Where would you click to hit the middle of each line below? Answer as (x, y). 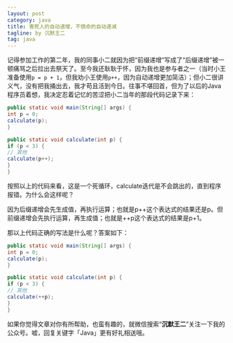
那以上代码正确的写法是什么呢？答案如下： (68, 232)
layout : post (26, 14)
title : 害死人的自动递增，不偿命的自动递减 (62, 26)
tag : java (21, 39)
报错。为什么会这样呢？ (41, 194)
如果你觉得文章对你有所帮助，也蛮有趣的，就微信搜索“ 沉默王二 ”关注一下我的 (116, 324)
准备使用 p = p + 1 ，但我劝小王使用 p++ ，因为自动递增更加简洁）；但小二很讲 (115, 78)
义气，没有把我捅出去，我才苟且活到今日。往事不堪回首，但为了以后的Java (114, 86)
